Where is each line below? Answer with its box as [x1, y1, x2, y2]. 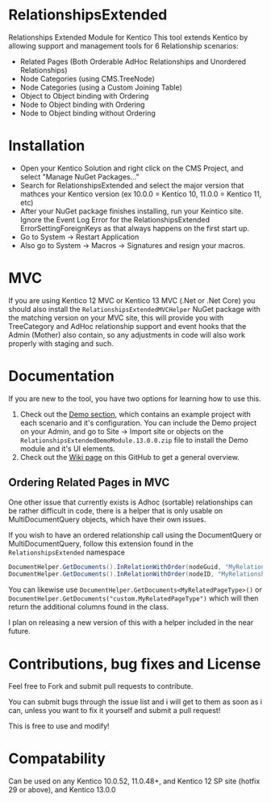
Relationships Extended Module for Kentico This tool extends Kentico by [8, 32, 248, 42]
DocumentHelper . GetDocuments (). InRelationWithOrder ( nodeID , [8, 570, 215, 579]
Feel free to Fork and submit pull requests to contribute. [8, 682, 194, 691]
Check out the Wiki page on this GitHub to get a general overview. [19, 452, 240, 462]
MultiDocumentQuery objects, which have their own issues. [8, 514, 206, 524]
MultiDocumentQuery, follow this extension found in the [8, 538, 194, 548]
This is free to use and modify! [8, 721, 110, 731]
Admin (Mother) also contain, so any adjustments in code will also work [8, 330, 246, 340]
